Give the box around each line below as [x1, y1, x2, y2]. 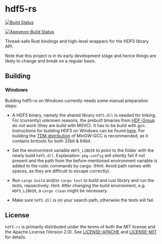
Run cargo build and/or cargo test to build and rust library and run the [12, 177, 154, 183]
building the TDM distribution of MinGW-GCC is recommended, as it [12, 132, 148, 139]
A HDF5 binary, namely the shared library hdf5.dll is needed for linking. [12, 112, 157, 118]
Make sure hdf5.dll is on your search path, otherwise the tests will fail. [12, 197, 154, 203]
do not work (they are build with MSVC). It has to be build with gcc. [12, 122, 146, 128]
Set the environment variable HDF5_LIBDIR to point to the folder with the [12, 147, 154, 153]
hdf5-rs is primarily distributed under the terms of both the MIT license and [5, 224, 156, 230]
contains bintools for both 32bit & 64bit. [12, 138, 92, 144]
